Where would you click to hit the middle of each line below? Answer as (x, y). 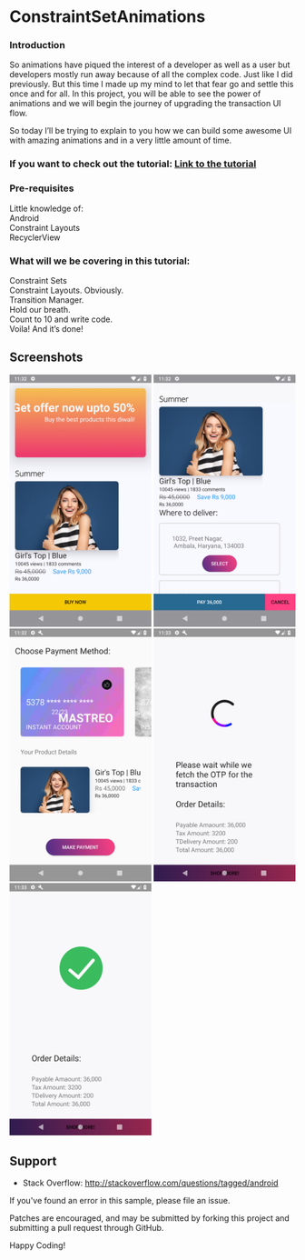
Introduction (37, 45)
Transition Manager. (47, 300)
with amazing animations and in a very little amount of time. (121, 140)
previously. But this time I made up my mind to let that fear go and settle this (152, 85)
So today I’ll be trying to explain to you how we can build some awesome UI (151, 131)
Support (33, 1161)
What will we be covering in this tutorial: (100, 261)
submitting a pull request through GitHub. (87, 1227)
